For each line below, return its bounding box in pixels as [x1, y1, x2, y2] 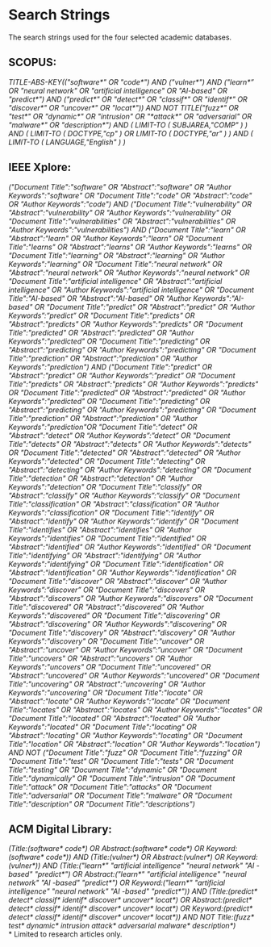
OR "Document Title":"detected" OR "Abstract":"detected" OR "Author [8, 448, 241, 457]
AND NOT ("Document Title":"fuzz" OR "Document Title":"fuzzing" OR [8, 748, 243, 757]
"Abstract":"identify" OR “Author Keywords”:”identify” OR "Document [8, 516, 240, 526]
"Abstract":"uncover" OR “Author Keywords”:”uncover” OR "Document [8, 645, 244, 654]
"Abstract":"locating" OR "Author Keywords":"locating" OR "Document [8, 730, 244, 740]
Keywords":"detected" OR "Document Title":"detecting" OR [8, 456, 206, 465]
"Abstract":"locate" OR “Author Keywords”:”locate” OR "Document [8, 696, 230, 706]
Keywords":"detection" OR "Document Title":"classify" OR [8, 482, 202, 491]
